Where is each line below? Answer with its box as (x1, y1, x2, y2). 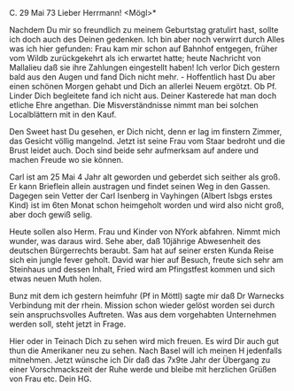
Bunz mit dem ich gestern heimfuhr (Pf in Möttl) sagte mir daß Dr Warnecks (9, 291, 285, 301)
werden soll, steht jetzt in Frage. (9, 318, 127, 329)
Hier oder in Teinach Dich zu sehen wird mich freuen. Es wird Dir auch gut (9, 336, 279, 346)
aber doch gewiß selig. (9, 210, 93, 219)
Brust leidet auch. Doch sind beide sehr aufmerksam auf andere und (9, 145, 259, 156)
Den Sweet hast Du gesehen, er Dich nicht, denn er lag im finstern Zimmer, (9, 126, 282, 136)
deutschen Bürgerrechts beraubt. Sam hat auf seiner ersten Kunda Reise (9, 245, 275, 256)
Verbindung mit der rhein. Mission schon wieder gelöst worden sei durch (9, 300, 275, 310)
